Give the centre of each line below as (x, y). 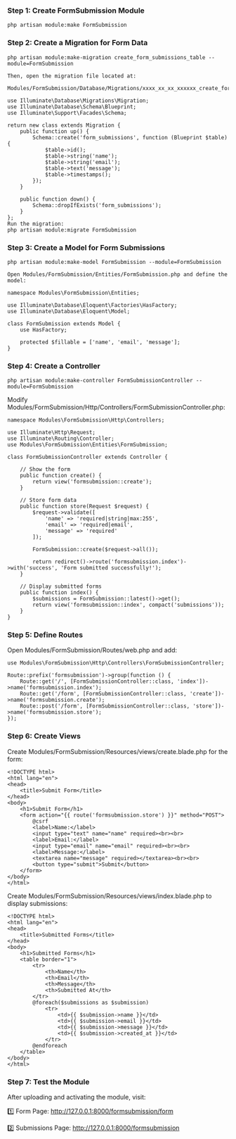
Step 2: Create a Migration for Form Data (78, 43)
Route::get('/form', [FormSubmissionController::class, (104, 694)
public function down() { (58, 199)
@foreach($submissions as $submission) (91, 1002)
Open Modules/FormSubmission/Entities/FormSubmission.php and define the (118, 274)
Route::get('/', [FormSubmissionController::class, (97, 681)
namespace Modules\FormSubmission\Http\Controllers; (86, 420)
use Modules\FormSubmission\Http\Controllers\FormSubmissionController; (116, 663)
